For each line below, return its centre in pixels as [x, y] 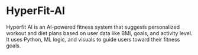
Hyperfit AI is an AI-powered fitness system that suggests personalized [93, 27]
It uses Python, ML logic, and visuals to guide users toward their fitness [93, 39]
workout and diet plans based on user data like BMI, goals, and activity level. [99, 33]
